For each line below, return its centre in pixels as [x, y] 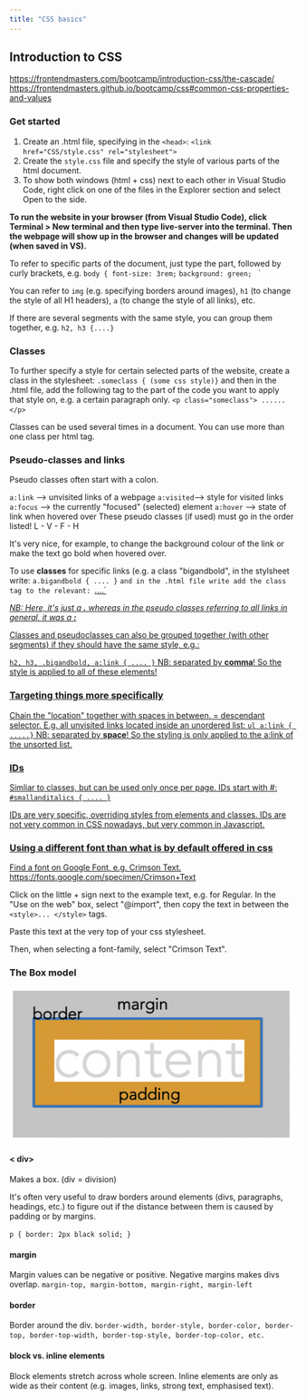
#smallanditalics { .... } [60, 798]
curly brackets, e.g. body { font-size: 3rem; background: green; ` [135, 273]
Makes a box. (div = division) [63, 1180]
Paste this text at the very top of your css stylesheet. [108, 932]
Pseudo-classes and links [67, 460]
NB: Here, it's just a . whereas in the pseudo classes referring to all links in [148, 608]
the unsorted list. [41, 744]
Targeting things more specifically [86, 696]
